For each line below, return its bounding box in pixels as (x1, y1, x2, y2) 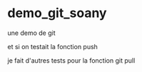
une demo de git (7, 29, 56, 37)
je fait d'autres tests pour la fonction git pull (7, 56, 136, 65)
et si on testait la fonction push (7, 42, 98, 51)
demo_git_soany (7, 5, 107, 21)
